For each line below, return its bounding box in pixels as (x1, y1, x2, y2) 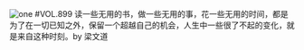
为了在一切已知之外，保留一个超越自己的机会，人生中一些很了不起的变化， (9, 20, 287, 30)
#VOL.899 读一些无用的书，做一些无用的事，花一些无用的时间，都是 (34, 9, 290, 19)
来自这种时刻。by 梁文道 (16, 31, 109, 41)
